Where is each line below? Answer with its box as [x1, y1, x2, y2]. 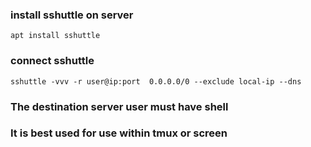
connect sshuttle [10, 54, 95, 68]
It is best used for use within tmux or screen [10, 126, 228, 140]
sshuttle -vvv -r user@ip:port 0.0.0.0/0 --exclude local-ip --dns [10, 76, 302, 87]
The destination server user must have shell [10, 99, 229, 113]
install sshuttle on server [10, 8, 134, 22]
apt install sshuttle [10, 31, 101, 41]
